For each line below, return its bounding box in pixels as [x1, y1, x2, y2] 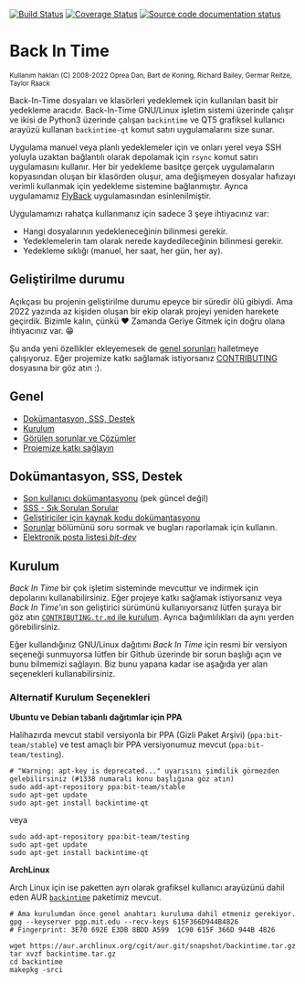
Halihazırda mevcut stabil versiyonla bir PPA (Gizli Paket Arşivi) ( [9, 730, 251, 741]
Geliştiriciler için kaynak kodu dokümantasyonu [22, 512, 201, 523]
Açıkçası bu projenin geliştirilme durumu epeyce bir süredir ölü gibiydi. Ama [9, 295, 294, 306]
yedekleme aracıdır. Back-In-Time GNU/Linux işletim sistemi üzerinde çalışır [9, 104, 295, 115]
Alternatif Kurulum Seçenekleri [9, 691, 151, 704]
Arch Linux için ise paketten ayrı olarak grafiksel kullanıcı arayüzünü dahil [9, 882, 285, 893]
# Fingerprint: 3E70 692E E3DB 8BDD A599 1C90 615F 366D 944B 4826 [9, 925, 276, 935]
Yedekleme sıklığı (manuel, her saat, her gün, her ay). [22, 245, 224, 256]
